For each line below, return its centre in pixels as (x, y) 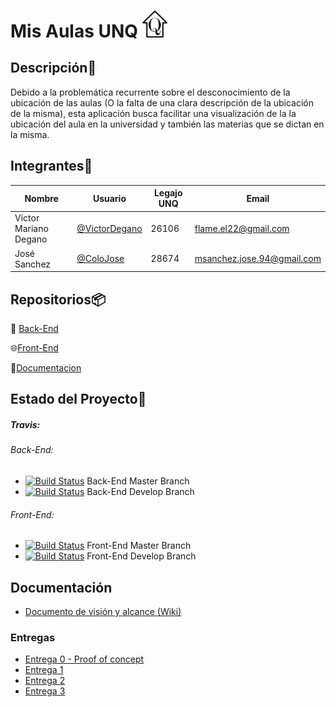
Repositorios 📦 (58, 299)
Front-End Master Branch (139, 546)
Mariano (31, 229)
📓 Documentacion (46, 368)
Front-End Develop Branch (141, 556)
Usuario (109, 198)
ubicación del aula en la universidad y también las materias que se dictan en (167, 124)
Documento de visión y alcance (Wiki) (103, 611)
